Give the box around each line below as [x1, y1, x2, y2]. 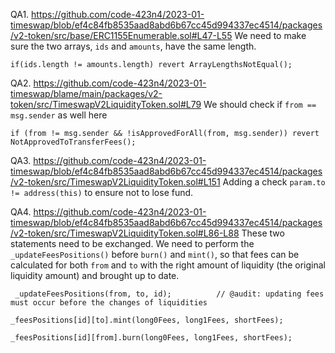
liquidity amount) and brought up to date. [10, 270, 180, 281]
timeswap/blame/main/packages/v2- [10, 88, 163, 99]
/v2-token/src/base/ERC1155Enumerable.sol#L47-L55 [10, 30, 233, 41]
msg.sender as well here [10, 109, 108, 121]
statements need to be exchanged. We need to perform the [10, 238, 255, 249]
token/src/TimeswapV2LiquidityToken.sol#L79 [10, 99, 202, 110]
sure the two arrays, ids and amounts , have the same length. [10, 40, 257, 52]
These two [241, 227, 285, 239]
